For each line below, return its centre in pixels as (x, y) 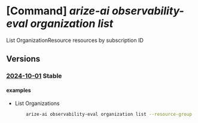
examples (19, 90)
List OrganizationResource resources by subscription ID (75, 40)
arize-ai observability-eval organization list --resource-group (109, 115)
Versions (23, 59)
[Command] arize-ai (58, 11)
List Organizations (37, 103)
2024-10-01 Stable (34, 76)
